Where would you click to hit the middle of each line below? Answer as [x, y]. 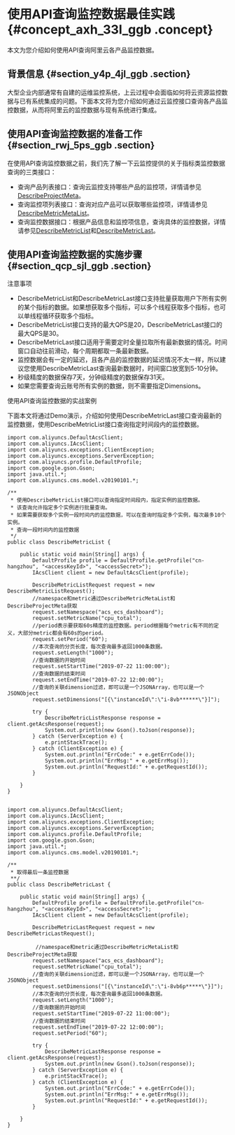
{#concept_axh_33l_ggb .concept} [110, 30]
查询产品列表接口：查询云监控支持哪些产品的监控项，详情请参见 [109, 187]
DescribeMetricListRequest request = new [94, 585]
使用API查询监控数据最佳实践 [91, 14]
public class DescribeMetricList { [59, 542]
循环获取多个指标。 [70, 316]
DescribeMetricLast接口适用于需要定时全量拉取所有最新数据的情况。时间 [122, 342]
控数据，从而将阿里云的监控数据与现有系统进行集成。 [84, 110]
